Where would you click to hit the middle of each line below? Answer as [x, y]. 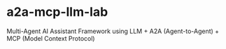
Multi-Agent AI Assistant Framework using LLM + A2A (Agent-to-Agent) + [113, 31]
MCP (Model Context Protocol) [51, 38]
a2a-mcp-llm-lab [57, 12]
